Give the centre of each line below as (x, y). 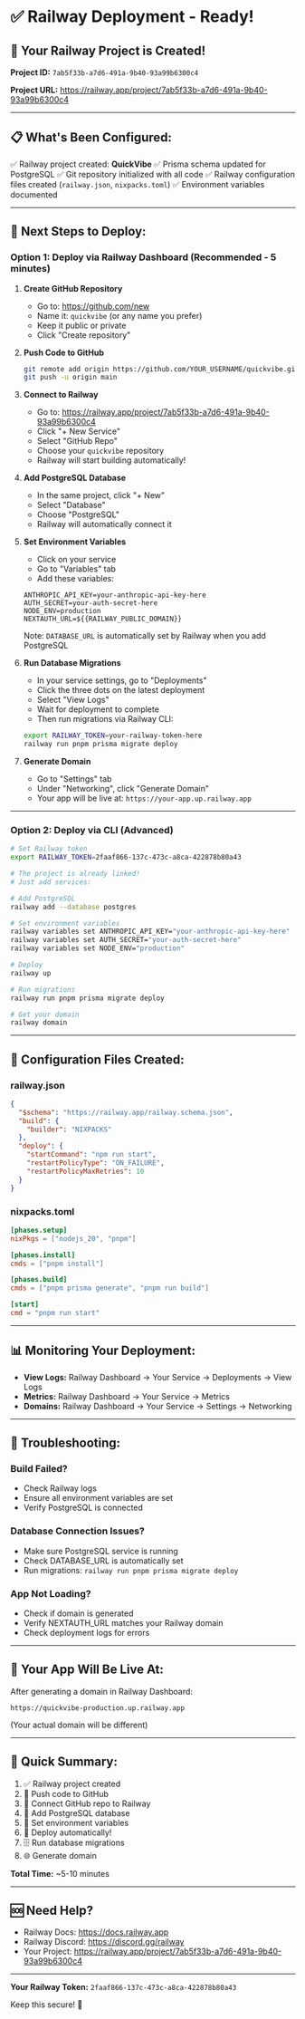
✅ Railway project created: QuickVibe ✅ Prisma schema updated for (138, 164)
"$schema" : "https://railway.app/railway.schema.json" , (126, 1112)
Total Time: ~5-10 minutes (60, 1873)
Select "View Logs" (73, 700)
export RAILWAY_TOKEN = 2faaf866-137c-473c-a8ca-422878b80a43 (126, 858)
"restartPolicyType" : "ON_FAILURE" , (96, 1163)
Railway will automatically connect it (104, 524)
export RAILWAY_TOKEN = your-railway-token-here (113, 735)
